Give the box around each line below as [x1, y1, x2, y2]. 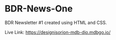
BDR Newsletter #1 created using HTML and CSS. [5, 19, 107, 25]
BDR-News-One [5, 3, 73, 14]
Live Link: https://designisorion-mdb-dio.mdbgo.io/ [5, 29, 111, 35]
